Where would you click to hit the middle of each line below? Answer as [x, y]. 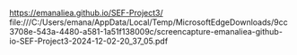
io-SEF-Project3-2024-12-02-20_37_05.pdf [89, 41]
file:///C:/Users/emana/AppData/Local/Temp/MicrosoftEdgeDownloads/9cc [149, 22]
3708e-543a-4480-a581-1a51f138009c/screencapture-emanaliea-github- [146, 31]
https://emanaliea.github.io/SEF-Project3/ [86, 13]
